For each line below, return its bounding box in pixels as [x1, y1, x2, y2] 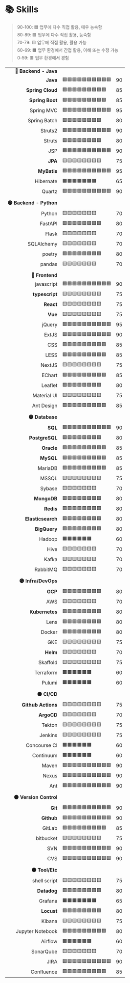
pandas [40, 261, 58, 268]
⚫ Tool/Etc [31, 866, 58, 873]
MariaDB [37, 465, 58, 472]
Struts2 [41, 127, 58, 134]
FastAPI [40, 220, 58, 227]
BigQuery [35, 526, 58, 533]
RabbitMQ [34, 566, 58, 573]
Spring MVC [29, 107, 58, 114]
